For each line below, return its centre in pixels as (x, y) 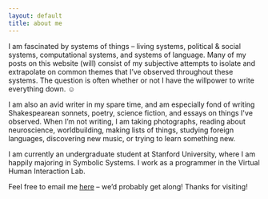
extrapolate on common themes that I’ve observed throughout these (121, 71)
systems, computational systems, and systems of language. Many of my (127, 55)
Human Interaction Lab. (47, 171)
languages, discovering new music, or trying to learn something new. (122, 138)
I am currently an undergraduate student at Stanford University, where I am (132, 154)
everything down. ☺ (42, 88)
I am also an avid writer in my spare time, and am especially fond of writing (132, 104)
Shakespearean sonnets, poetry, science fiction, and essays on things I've (131, 112)
